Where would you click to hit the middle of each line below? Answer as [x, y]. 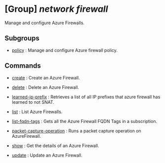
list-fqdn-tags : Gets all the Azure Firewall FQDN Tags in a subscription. [84, 121]
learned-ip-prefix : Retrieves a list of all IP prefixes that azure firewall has [86, 97]
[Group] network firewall [56, 9]
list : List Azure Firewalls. [37, 112]
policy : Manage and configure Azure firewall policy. [65, 50]
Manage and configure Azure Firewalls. [45, 23]
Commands [23, 66]
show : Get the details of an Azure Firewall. [55, 145]
